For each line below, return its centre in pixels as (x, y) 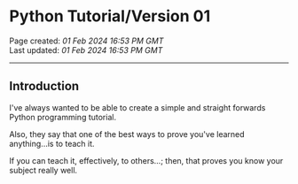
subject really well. (43, 170)
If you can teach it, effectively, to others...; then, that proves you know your (146, 160)
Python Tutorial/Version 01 (110, 16)
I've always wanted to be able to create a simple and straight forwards (137, 107)
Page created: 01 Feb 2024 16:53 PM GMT (86, 41)
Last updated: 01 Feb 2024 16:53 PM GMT (86, 50)
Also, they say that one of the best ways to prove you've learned (127, 134)
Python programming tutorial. (63, 117)
